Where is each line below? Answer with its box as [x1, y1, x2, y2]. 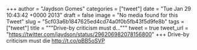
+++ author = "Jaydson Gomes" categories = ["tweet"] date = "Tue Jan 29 [6, 5, 192, 12]
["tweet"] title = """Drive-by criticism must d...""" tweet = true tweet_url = [6, 24, 189, 31]
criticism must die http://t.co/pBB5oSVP [6, 37, 105, 44]
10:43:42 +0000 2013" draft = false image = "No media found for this [6, 11, 178, 19]
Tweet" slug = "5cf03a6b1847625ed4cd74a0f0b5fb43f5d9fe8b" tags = [6, 18, 185, 25]
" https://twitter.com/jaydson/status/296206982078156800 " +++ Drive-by [6, 31, 190, 38]
